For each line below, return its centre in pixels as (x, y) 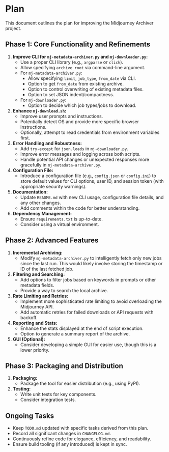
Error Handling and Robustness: (47, 143)
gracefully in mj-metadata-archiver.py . (61, 165)
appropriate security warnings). (53, 186)
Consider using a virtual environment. (60, 224)
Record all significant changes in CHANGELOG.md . (62, 434)
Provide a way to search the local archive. (64, 290)
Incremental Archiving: (37, 252)
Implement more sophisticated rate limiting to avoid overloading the (91, 301)
